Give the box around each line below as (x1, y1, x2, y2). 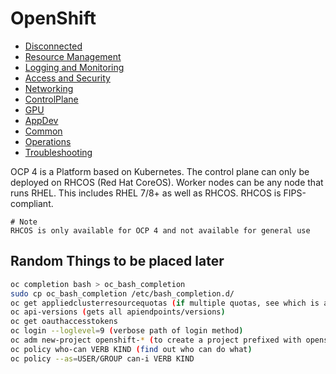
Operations (24, 135, 72, 147)
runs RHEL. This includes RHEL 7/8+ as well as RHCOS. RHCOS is (10, 187, 282, 199)
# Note (10, 217, 38, 227)
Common (24, 125, 63, 137)
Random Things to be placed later (10, 253, 225, 270)
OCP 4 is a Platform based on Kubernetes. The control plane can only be (10, 165, 310, 177)
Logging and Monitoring (24, 61, 125, 73)
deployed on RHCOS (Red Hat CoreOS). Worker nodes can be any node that (10, 176, 324, 188)
